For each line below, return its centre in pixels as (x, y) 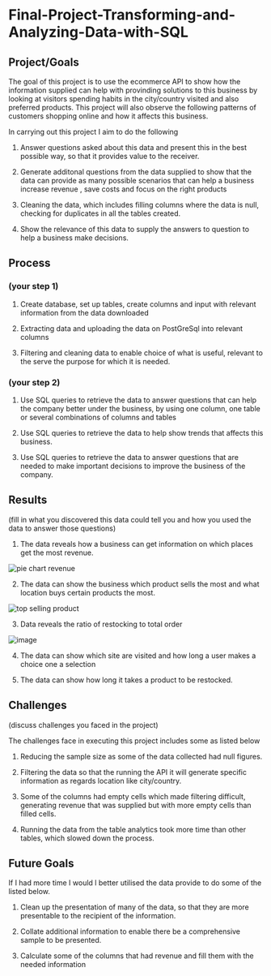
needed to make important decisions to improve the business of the (133, 466)
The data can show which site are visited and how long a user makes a (138, 656)
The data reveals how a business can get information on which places (136, 544)
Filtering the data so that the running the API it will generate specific (133, 772)
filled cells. (38, 814)
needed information (53, 965)
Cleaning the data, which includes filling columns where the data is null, (140, 205)
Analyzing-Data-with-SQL (98, 32)
